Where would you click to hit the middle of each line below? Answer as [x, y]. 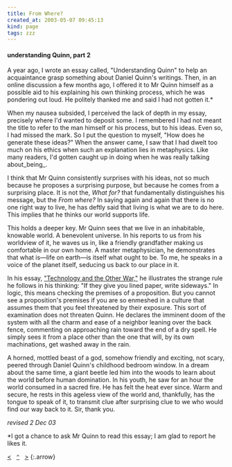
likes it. [17, 443]
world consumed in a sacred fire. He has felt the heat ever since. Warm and [115, 387]
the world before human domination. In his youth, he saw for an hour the [110, 380]
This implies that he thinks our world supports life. [79, 214]
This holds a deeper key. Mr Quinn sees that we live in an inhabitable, [106, 228]
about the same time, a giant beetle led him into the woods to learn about [111, 373]
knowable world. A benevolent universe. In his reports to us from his [105, 235]
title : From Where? [35, 13]
